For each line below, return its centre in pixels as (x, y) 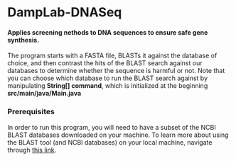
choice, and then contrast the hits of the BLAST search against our (105, 63)
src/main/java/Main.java (44, 94)
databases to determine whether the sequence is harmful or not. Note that (116, 71)
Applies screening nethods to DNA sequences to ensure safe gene (108, 32)
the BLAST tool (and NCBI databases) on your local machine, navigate (110, 142)
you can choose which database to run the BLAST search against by (108, 78)
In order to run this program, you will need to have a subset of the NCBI (112, 127)
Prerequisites (31, 112)
